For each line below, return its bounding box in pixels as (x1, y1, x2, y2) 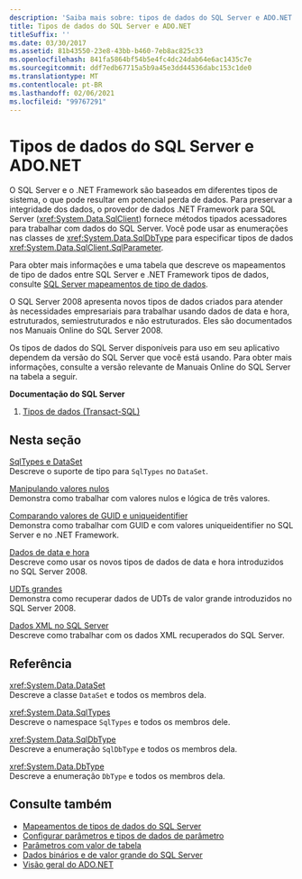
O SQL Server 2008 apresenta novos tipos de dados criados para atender (9, 297, 284, 307)
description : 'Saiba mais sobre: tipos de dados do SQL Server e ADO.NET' (9, 13, 297, 23)
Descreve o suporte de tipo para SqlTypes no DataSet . (9, 466, 209, 477)
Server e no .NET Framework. (9, 529, 120, 541)
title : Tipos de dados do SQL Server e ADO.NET (9, 22, 192, 31)
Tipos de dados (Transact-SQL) (22, 407, 141, 417)
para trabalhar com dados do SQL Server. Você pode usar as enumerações (9, 223, 288, 234)
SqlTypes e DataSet (9, 456, 83, 467)
